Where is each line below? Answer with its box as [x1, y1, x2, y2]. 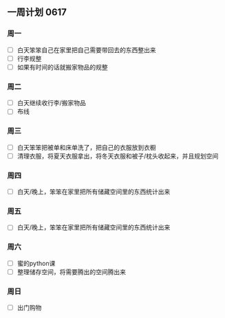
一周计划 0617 [7, 6, 67, 19]
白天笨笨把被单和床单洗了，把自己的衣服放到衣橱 [17, 143, 156, 151]
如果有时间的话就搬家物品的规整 [17, 63, 108, 71]
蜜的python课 [17, 259, 56, 267]
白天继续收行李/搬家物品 [17, 99, 86, 107]
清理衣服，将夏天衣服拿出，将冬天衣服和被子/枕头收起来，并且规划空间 [17, 152, 219, 160]
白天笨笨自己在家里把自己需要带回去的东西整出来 [17, 45, 156, 54]
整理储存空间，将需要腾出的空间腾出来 [17, 267, 126, 276]
